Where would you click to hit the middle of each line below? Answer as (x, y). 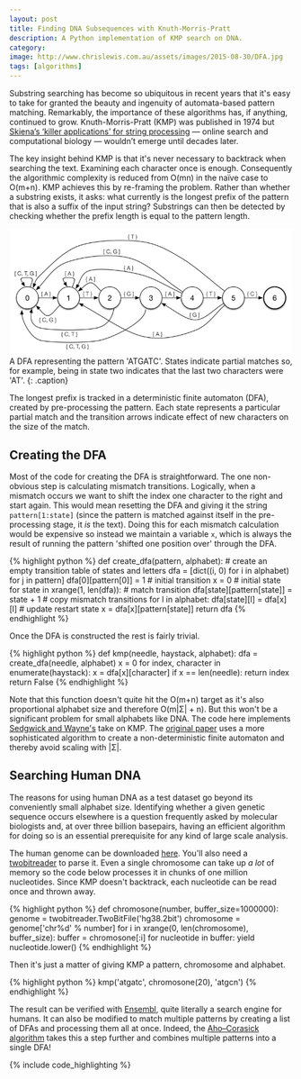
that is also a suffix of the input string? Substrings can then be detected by (147, 206)
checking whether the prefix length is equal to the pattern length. (129, 216)
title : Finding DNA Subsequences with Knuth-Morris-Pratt (120, 28)
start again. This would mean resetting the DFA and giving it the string (138, 505)
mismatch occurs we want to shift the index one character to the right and (146, 496)
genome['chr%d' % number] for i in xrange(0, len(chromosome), (129, 928)
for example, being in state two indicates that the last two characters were (146, 371)
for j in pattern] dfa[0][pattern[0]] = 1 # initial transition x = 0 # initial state (145, 580)
